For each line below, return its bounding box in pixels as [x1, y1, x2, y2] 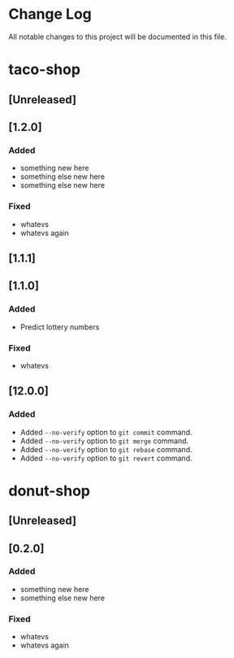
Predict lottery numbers [19, 322, 100, 332]
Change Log [8, 5, 92, 24]
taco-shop [8, 60, 81, 79]
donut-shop [8, 482, 91, 500]
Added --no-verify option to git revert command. [19, 453, 193, 463]
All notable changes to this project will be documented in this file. [8, 32, 227, 41]
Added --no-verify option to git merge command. [19, 436, 189, 446]
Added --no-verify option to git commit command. [19, 427, 193, 437]
